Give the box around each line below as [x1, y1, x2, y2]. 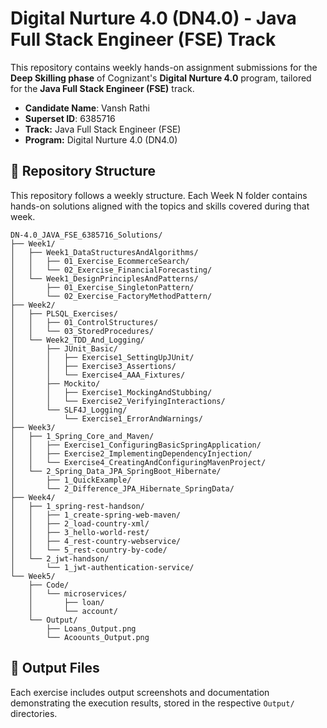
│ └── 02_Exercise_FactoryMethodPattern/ [10, 291, 213, 301]
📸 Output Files [10, 660, 100, 677]
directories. [10, 707, 58, 719]
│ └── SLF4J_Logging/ [10, 405, 128, 415]
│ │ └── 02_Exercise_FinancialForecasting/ [10, 265, 213, 275]
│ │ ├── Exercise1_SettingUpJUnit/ [10, 352, 195, 362]
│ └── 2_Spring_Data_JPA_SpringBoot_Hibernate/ [10, 466, 222, 476]
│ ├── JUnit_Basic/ [10, 343, 118, 354]
